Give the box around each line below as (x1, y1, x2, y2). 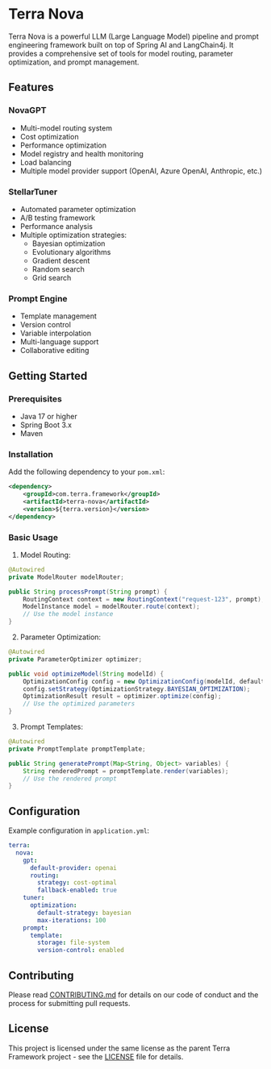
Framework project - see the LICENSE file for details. (8, 1051, 184, 1061)
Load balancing (19, 157, 72, 167)
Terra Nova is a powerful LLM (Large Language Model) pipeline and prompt (8, 31, 260, 41)
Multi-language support (19, 337, 99, 347)
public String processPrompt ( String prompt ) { (8, 588, 168, 596)
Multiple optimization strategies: (19, 230, 127, 239)
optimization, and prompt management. (8, 57, 140, 67)
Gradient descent (31, 256, 90, 265)
